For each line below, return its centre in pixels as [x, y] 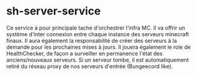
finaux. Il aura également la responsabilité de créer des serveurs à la [92, 40]
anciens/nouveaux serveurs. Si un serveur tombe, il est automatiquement [98, 60]
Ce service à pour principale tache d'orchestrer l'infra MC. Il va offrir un [96, 28]
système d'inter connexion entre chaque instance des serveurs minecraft [98, 34]
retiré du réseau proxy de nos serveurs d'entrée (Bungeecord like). [90, 66]
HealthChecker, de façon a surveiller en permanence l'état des [85, 53]
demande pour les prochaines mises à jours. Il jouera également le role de [98, 47]
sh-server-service [54, 11]
